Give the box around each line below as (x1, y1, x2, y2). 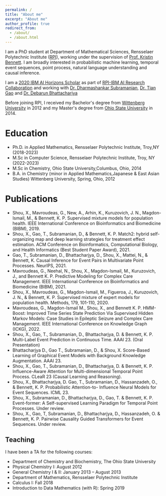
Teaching (5, 436, 35, 444)
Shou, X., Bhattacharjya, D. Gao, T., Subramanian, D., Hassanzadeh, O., (12, 379, 158, 385)
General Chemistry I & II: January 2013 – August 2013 (12, 469, 121, 475)
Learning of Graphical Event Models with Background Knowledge (12, 352, 146, 358)
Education (5, 128, 48, 139)
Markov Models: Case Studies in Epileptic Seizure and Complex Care (12, 315, 153, 321)
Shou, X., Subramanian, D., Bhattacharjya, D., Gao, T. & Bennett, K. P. (12, 395, 154, 400)
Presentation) (12, 342, 41, 348)
